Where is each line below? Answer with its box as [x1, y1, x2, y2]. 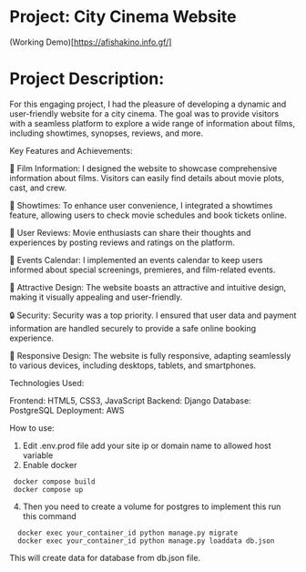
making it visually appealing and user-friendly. [9, 291, 183, 302]
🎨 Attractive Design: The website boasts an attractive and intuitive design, [9, 281, 287, 292]
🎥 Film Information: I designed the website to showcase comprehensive [9, 162, 278, 174]
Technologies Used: [9, 377, 85, 388]
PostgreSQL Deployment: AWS [9, 404, 125, 415]
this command [22, 510, 76, 521]
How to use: [9, 422, 55, 434]
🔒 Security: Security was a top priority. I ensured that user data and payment [9, 310, 297, 321]
